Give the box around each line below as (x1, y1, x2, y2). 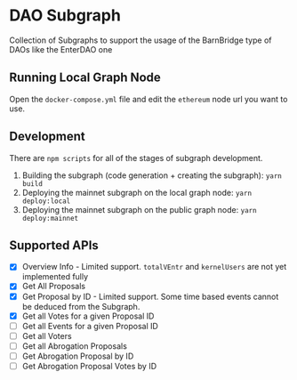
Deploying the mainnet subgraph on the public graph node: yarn (21, 204, 257, 214)
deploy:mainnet (21, 214, 79, 222)
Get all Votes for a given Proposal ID (21, 311, 155, 321)
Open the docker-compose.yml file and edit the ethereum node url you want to (9, 93, 288, 104)
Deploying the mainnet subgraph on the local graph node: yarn (21, 187, 252, 198)
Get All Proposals (21, 281, 86, 292)
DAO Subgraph (9, 5, 122, 26)
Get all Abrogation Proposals (21, 340, 127, 352)
